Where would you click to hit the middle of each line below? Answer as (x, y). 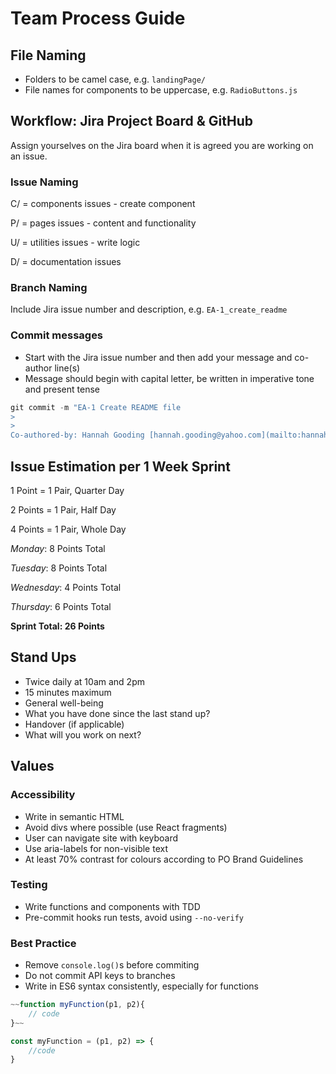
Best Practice (43, 943)
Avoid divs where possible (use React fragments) (126, 827)
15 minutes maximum (68, 692)
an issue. (29, 156)
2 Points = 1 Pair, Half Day (63, 510)
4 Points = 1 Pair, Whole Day (68, 529)
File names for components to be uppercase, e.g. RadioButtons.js (161, 90)
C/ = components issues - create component (103, 204)
